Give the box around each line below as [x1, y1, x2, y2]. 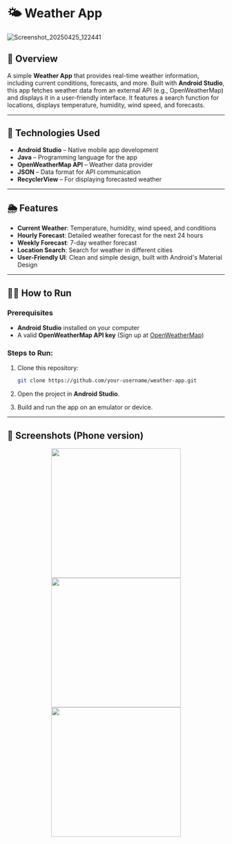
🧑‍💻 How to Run [7, 287, 72, 299]
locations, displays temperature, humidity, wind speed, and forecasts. [7, 101, 205, 109]
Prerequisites [7, 308, 53, 318]
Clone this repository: [17, 364, 79, 372]
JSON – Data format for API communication [17, 167, 142, 176]
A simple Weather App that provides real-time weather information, [7, 71, 200, 79]
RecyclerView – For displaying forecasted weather [17, 175, 162, 183]
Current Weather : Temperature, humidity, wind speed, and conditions [17, 224, 217, 232]
